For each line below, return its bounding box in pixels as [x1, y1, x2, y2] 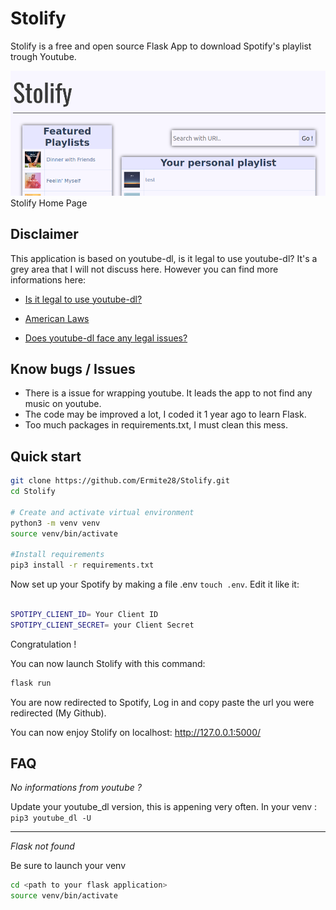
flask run [10, 678, 52, 688]
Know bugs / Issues [10, 360, 136, 377]
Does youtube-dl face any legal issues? [24, 332, 188, 344]
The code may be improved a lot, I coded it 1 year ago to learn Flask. [24, 408, 307, 421]
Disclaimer [10, 226, 79, 243]
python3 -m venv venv [10, 518, 101, 528]
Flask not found [10, 840, 75, 852]
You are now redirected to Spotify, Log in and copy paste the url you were [10, 696, 315, 708]
